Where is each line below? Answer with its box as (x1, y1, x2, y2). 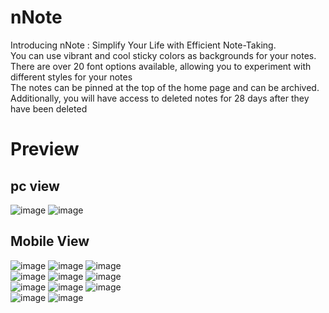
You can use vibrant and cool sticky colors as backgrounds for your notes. (10, 49, 317, 61)
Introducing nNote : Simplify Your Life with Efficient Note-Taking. (10, 39, 277, 51)
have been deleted (10, 102, 88, 115)
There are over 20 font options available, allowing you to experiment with (10, 60, 312, 72)
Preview (10, 138, 80, 161)
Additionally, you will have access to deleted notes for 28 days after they (10, 92, 310, 104)
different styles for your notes (10, 71, 133, 83)
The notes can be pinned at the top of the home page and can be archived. (10, 81, 320, 93)
